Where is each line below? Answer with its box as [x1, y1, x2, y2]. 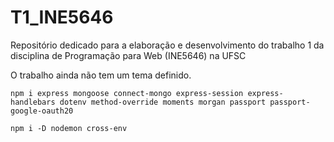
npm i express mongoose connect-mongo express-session [10, 88, 244, 98]
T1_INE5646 [10, 6, 114, 29]
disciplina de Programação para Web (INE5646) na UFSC [10, 49, 247, 61]
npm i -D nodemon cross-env [10, 123, 128, 133]
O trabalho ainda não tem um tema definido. [10, 69, 192, 81]
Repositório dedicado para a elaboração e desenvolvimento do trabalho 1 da [10, 39, 325, 51]
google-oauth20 [10, 106, 74, 116]
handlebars [10, 97, 56, 107]
